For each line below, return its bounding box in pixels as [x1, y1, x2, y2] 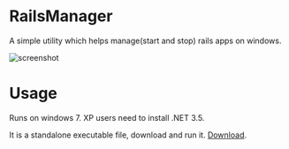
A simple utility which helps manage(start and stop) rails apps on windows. [9, 35, 282, 46]
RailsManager [9, 6, 113, 26]
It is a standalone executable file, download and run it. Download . [9, 130, 247, 140]
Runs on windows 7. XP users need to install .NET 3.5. [9, 112, 205, 123]
